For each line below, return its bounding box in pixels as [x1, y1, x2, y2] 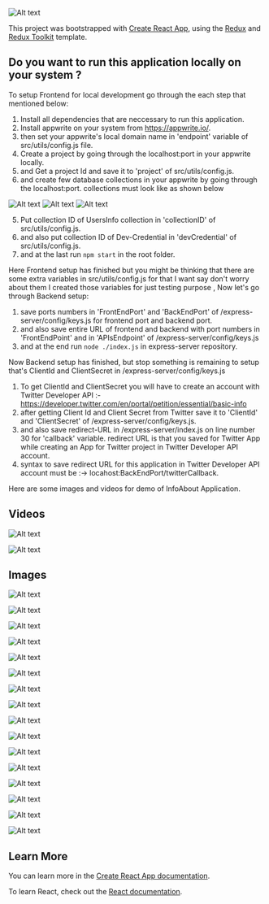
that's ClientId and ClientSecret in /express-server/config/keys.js [8, 366, 226, 376]
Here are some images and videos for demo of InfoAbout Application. [8, 484, 241, 493]
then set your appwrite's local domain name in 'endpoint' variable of [20, 131, 249, 141]
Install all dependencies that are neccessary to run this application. [20, 114, 245, 124]
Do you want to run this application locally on [8, 55, 241, 69]
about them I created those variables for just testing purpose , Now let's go [8, 282, 260, 292]
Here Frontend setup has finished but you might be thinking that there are [8, 265, 254, 275]
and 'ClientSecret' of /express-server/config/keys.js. [20, 415, 197, 426]
